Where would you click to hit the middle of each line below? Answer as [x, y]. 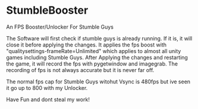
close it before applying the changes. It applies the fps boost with [86, 45]
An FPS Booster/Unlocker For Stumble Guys [60, 27]
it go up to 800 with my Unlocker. [47, 88]
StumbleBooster [47, 10]
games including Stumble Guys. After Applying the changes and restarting [97, 57]
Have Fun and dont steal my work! [48, 99]
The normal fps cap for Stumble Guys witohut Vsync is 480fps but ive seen [98, 82]
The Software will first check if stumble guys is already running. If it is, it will [99, 38]
